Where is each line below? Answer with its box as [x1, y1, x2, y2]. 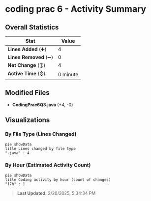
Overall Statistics [5, 23, 59, 31]
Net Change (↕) [7, 62, 46, 68]
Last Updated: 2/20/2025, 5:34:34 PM [17, 190, 96, 196]
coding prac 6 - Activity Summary [5, 3, 147, 15]
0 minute [58, 71, 79, 78]
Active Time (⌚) [7, 70, 46, 77]
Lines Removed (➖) [7, 54, 53, 60]
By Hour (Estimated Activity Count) [5, 162, 91, 169]
